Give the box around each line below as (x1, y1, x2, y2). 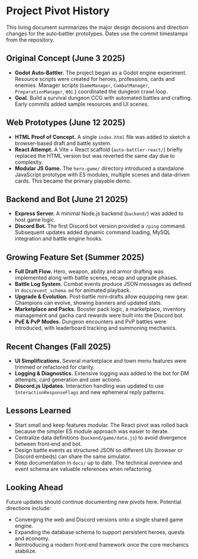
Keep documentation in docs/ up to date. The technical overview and (14, 459, 183, 466)
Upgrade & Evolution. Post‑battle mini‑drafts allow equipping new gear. (14, 293, 189, 300)
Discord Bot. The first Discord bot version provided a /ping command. (14, 223, 186, 230)
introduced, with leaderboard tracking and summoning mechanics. (14, 324, 177, 331)
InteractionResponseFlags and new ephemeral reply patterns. (14, 389, 165, 395)
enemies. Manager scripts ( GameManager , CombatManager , (14, 82, 150, 89)
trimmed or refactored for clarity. (14, 363, 95, 370)
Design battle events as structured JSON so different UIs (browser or (14, 446, 183, 453)
